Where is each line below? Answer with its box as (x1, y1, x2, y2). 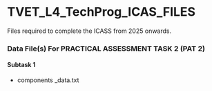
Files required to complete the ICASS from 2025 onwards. (7, 27, 172, 35)
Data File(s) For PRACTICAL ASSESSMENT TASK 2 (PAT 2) (7, 44, 206, 53)
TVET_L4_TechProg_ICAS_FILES (7, 4, 195, 20)
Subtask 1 (7, 61, 36, 69)
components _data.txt (17, 76, 79, 84)
